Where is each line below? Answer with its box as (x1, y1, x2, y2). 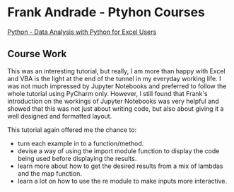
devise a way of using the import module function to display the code (17, 146, 220, 155)
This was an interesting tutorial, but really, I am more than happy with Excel (7, 66, 226, 75)
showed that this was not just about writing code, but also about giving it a (7, 104, 224, 113)
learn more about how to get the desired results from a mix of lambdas (17, 162, 224, 170)
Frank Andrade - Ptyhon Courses (7, 4, 205, 20)
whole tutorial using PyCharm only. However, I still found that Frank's (7, 89, 208, 97)
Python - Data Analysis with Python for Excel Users (7, 28, 157, 36)
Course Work (7, 48, 67, 60)
